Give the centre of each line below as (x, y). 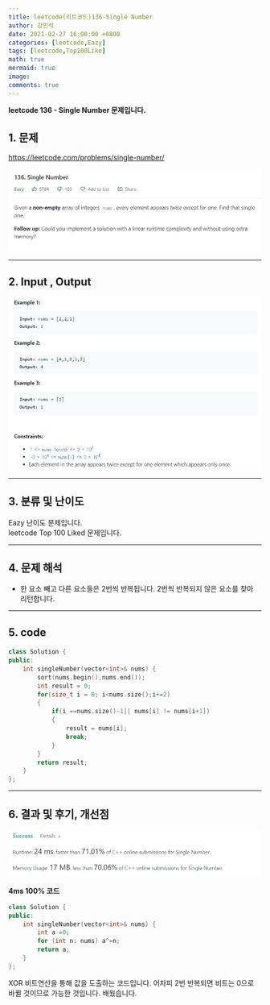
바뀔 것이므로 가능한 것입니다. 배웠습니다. (73, 993)
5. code (27, 632)
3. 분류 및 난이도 (46, 502)
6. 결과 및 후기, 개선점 (59, 814)
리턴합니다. (37, 599)
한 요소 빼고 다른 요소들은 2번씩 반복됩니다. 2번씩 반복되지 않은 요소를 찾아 (137, 589)
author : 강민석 (31, 25)
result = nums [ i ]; (96, 729)
